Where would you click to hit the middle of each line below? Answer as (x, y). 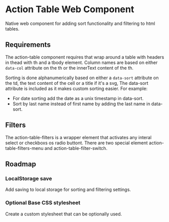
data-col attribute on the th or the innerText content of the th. (69, 68)
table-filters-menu (24, 148)
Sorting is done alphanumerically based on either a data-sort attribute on (82, 78)
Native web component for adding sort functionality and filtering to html (80, 23)
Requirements (28, 45)
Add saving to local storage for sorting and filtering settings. (68, 189)
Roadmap (21, 164)
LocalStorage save (29, 178)
